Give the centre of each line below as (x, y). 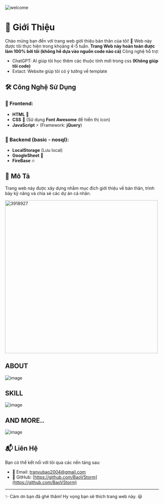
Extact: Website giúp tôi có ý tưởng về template (60, 71)
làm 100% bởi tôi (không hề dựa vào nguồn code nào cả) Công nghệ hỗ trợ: (82, 51)
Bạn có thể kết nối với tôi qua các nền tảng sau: (53, 462)
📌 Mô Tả (18, 176)
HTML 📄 (20, 114)
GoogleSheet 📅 (28, 155)
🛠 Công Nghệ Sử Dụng (41, 87)
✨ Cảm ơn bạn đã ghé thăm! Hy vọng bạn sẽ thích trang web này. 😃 (74, 496)
